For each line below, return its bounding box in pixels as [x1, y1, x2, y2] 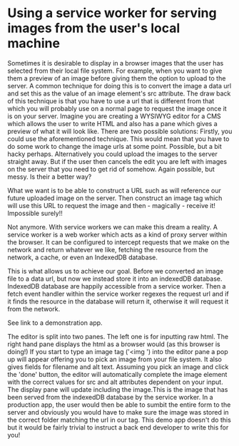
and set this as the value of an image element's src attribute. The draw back [7, 89, 231, 98]
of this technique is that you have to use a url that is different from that [7, 96, 215, 105]
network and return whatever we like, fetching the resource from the [7, 245, 208, 254]
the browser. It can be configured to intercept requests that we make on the [7, 237, 230, 247]
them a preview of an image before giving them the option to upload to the [7, 73, 226, 83]
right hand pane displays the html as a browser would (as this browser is [7, 340, 220, 348]
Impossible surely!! [7, 209, 63, 217]
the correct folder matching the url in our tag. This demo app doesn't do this [7, 415, 232, 424]
